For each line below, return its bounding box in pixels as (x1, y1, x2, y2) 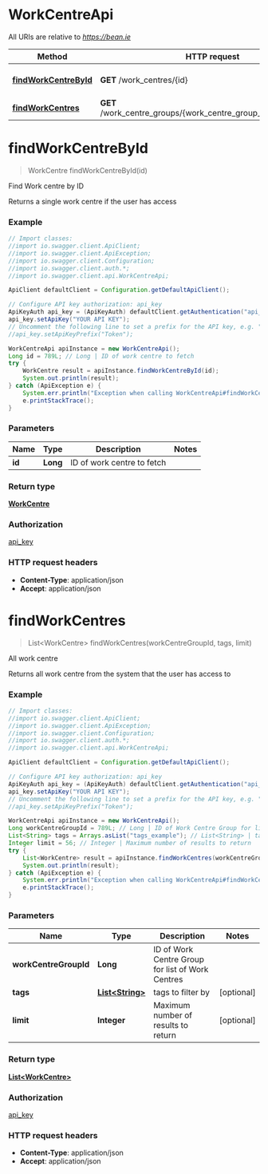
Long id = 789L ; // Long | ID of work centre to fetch (8, 352, 195, 360)
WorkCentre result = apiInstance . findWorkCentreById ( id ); (22, 367, 219, 375)
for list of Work (152, 964, 209, 975)
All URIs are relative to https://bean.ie (8, 32, 132, 42)
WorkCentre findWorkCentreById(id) (27, 165, 148, 175)
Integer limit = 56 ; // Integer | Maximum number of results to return (8, 840, 251, 848)
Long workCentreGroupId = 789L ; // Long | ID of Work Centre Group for (8, 824, 251, 832)
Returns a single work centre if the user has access (8, 196, 177, 206)
